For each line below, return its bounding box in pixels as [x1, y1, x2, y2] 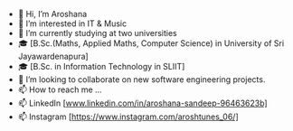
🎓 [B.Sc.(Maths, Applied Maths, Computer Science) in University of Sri [17, 38, 285, 49]
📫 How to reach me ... [17, 84, 102, 95]
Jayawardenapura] [17, 51, 89, 61]
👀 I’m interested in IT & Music [17, 18, 128, 29]
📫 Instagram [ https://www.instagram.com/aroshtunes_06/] [17, 111, 240, 122]
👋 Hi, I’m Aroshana [17, 9, 88, 19]
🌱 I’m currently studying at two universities [17, 28, 178, 38]
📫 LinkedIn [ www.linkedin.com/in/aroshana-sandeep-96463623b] [17, 98, 269, 108]
